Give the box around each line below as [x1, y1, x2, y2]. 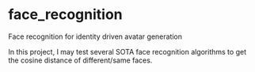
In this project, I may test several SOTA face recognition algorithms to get [8, 47, 247, 56]
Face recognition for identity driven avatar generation [8, 32, 183, 41]
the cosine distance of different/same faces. [8, 55, 153, 65]
